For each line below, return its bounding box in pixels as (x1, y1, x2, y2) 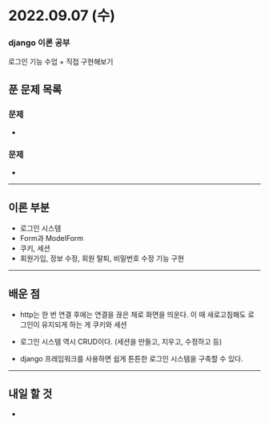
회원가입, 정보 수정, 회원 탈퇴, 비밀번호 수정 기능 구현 (19, 254, 184, 263)
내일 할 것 (8, 387, 53, 401)
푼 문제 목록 (8, 83, 62, 96)
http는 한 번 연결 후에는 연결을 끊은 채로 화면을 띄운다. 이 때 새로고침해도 (19, 310, 247, 320)
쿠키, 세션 (19, 243, 50, 253)
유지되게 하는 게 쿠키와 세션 (41, 320, 127, 329)
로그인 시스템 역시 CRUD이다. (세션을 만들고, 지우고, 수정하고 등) (19, 337, 223, 347)
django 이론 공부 (8, 37, 70, 48)
